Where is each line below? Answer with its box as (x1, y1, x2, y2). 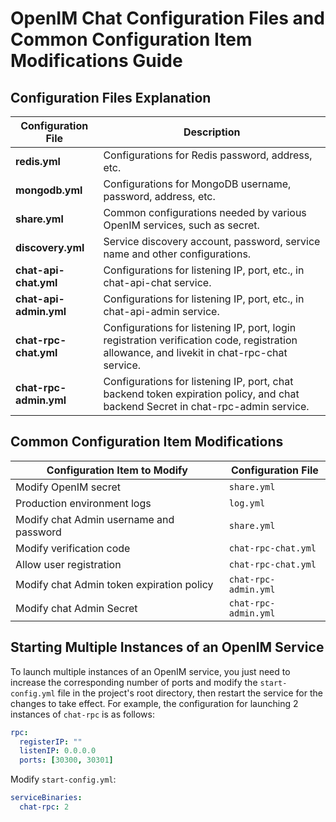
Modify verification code (15, 541, 131, 555)
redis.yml (15, 155, 61, 168)
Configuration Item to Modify (46, 463, 188, 477)
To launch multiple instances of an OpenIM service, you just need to (10, 665, 291, 677)
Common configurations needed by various (103, 206, 307, 219)
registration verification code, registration (103, 333, 298, 347)
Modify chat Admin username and (15, 512, 175, 526)
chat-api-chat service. (103, 276, 212, 289)
